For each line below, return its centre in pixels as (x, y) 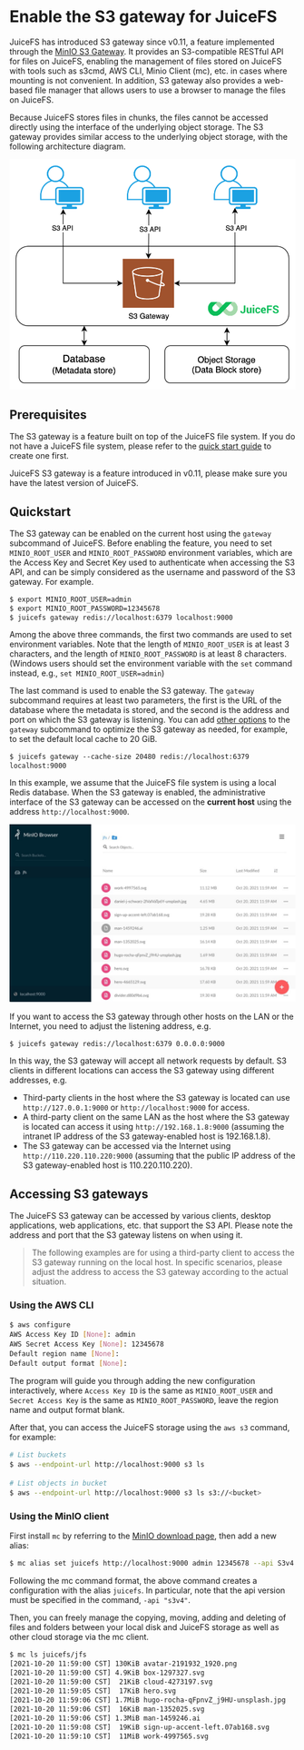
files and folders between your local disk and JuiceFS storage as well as (144, 1627)
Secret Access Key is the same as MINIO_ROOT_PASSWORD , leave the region (144, 1399)
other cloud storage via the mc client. (79, 1637)
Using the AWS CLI (52, 1305)
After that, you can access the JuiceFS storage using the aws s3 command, (150, 1427)
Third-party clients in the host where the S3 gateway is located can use (156, 1098)
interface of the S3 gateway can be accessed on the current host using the (151, 802)
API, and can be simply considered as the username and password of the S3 (152, 572)
